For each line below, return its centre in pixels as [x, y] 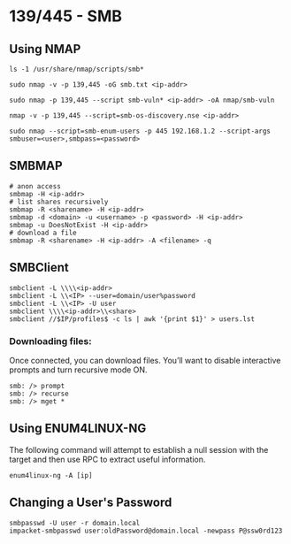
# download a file [43, 233]
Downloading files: [50, 341]
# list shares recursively [59, 202]
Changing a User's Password [91, 503]
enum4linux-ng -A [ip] [51, 475]
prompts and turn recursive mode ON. [78, 370]
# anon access [35, 186]
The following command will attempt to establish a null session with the [139, 449]
